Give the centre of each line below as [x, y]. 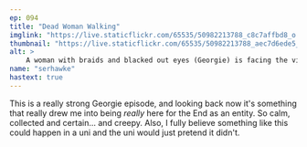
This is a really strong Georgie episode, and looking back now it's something [153, 103]
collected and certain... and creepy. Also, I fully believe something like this [149, 122]
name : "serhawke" [42, 69]
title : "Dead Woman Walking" [65, 26]
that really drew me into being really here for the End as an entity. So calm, [150, 113]
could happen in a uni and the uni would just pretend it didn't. [125, 132]
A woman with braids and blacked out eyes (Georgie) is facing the [157, 60]
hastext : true [37, 78]
